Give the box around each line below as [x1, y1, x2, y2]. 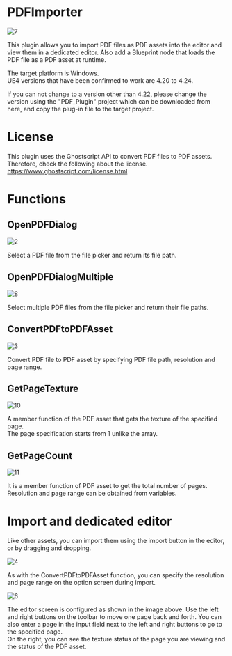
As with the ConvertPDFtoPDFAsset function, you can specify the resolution [7, 571, 224, 579]
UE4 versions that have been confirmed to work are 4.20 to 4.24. [7, 76, 193, 84]
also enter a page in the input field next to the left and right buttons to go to [7, 620, 222, 629]
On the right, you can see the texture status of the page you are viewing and [7, 635, 226, 643]
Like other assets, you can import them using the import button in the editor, [7, 537, 225, 545]
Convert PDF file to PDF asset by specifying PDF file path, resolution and [7, 355, 215, 364]
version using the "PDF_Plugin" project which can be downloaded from [7, 97, 210, 105]
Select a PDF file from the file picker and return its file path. [7, 251, 177, 259]
